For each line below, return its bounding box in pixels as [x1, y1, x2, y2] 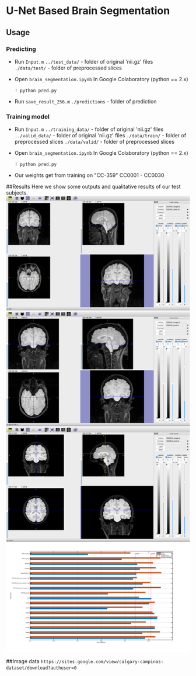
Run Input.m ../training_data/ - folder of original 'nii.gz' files [14, 126, 164, 133]
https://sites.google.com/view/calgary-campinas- [40, 659, 164, 665]
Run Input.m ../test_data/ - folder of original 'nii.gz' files [14, 58, 153, 65]
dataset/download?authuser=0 [6, 665, 77, 671]
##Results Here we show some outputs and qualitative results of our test [6, 183, 181, 190]
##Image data [6, 658, 40, 665]
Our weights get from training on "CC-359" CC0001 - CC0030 [14, 172, 164, 179]
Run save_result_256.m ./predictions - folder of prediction [14, 98, 157, 105]
